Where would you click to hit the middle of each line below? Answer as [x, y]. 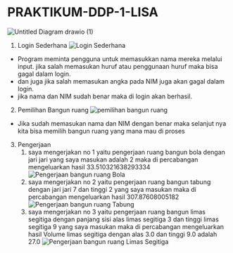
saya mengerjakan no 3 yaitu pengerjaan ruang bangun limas [117, 212]
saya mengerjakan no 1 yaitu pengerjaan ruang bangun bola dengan [126, 152]
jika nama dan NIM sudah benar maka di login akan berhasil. [105, 96]
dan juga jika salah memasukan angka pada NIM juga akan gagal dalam [121, 81]
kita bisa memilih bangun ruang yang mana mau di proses [101, 131]
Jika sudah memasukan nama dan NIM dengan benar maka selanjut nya [122, 123]
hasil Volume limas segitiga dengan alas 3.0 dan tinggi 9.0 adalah [122, 234]
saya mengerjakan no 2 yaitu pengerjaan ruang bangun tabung [119, 182]
